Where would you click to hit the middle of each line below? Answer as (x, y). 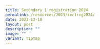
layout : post (19, 24)
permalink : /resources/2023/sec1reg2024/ (50, 15)
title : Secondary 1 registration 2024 (47, 10)
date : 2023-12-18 (24, 19)
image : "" (16, 34)
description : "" (23, 29)
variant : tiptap (23, 39)
